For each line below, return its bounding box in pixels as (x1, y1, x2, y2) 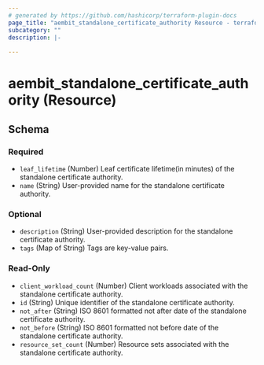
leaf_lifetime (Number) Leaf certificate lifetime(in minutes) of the (19, 164, 235, 173)
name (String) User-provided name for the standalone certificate (19, 181, 225, 190)
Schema (8, 123, 49, 136)
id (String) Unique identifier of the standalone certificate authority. (19, 297, 236, 307)
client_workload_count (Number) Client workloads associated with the (19, 281, 248, 290)
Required (8, 146, 44, 157)
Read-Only (8, 263, 51, 274)
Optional (8, 208, 42, 219)
